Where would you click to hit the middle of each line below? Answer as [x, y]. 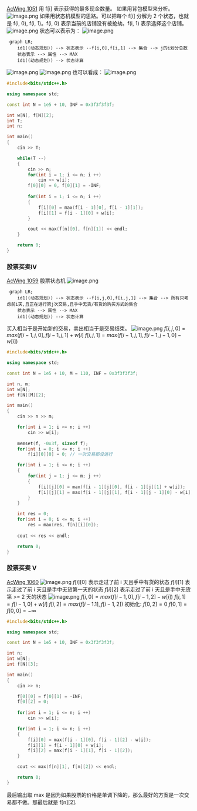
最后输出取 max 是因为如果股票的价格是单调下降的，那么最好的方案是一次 [95, 795]
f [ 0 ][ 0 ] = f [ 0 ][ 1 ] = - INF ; [50, 696]
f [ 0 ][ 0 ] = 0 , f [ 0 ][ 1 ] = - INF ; [64, 186]
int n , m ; [19, 384]
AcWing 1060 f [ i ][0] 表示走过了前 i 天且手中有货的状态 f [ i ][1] [95, 582]
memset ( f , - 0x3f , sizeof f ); [53, 443]
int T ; [15, 121]
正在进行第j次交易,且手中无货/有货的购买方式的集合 [83, 305]
